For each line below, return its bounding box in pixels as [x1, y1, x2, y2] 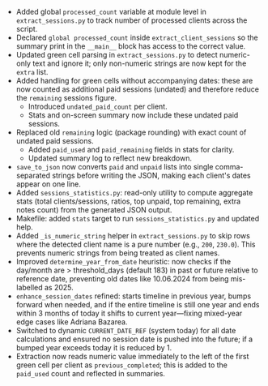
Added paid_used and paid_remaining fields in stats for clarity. [28, 145, 235, 154]
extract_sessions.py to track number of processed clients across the [15, 15, 248, 25]
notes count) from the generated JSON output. [15, 205, 172, 214]
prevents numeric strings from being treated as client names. [15, 248, 220, 258]
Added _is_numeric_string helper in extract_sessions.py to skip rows [15, 231, 251, 240]
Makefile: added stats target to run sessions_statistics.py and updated [15, 214, 260, 223]
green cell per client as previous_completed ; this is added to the [15, 360, 228, 370]
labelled [15, 283, 43, 292]
